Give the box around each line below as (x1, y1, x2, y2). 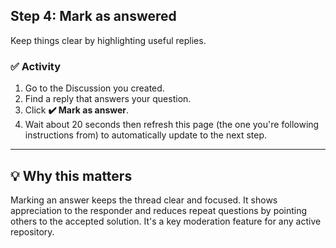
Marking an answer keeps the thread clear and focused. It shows (10, 194, 278, 206)
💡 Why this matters (10, 167, 133, 184)
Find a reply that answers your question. (24, 93, 192, 105)
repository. (10, 225, 55, 238)
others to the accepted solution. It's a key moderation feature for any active (10, 215, 322, 227)
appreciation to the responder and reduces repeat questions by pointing (10, 204, 308, 216)
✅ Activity (10, 59, 62, 73)
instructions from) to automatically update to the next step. (24, 129, 268, 141)
